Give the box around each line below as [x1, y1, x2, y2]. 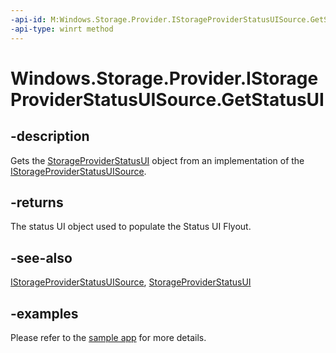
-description [10, 128, 90, 145]
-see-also [10, 249, 73, 266]
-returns [10, 194, 64, 211]
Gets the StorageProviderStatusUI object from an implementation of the [10, 154, 305, 166]
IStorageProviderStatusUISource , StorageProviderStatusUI [10, 276, 252, 288]
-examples [10, 305, 79, 322]
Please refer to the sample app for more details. [10, 331, 207, 343]
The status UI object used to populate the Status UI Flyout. [10, 221, 252, 233]
